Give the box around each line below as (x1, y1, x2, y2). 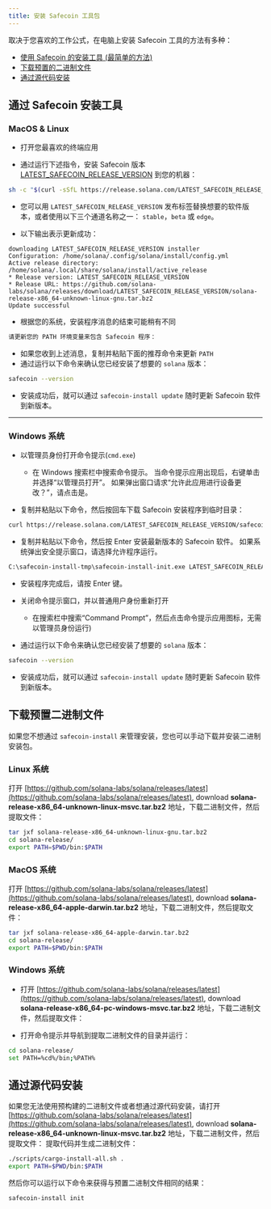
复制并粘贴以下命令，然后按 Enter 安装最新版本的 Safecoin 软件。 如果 (19, 537, 254, 547)
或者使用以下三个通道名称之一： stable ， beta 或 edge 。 (34, 212, 219, 222)
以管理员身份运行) (31, 623, 92, 632)
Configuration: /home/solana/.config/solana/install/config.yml (8, 252, 229, 260)
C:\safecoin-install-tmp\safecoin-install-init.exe (8, 563, 186, 571)
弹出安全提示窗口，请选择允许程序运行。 (27, 547, 162, 556)
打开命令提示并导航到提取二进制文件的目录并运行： (19, 1030, 190, 1040)
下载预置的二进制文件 (19, 62, 91, 72)
